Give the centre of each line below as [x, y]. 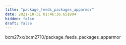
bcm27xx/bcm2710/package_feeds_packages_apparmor [63, 37]
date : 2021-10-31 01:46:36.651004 [41, 14]
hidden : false [20, 19]
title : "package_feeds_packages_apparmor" [50, 10]
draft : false [19, 23]
